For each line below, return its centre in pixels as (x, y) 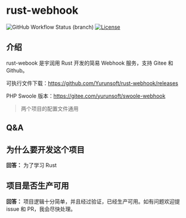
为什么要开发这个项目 (45, 149)
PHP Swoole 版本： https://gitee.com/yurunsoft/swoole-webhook (86, 96)
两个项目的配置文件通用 (49, 108)
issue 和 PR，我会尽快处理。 (41, 209)
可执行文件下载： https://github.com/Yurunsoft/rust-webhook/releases (92, 83)
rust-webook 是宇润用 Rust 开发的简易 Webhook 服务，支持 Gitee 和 (90, 63)
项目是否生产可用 (38, 186)
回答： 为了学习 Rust (32, 165)
